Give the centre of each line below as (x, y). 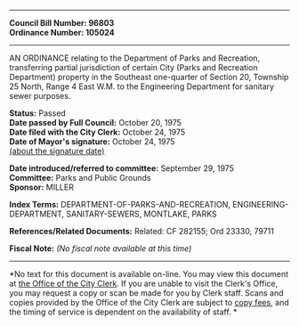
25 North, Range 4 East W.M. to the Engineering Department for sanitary (141, 86)
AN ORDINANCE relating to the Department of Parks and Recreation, (135, 58)
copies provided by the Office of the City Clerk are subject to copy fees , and (149, 302)
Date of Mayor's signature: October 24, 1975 (92, 142)
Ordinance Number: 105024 (62, 33)
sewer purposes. (40, 96)
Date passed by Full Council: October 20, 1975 (96, 122)
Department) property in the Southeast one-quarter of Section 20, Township (149, 77)
